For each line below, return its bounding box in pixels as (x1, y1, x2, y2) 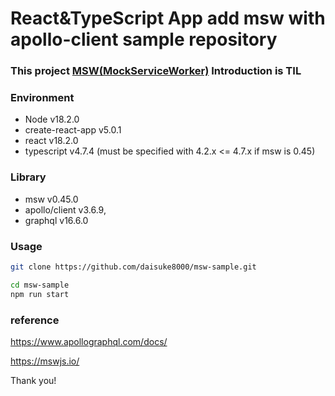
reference (10, 313, 60, 327)
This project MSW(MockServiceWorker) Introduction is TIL (10, 64, 302, 78)
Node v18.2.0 (24, 113, 80, 126)
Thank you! (10, 374, 57, 386)
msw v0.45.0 (24, 193, 79, 205)
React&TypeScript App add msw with (10, 7, 326, 30)
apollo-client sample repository (10, 28, 278, 51)
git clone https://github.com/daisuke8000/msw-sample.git (10, 262, 257, 272)
